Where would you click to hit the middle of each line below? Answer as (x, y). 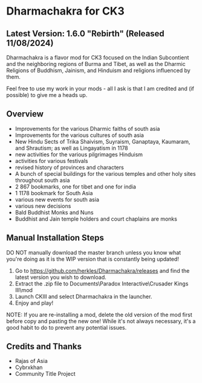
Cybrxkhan (29, 367)
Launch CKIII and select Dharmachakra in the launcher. (83, 296)
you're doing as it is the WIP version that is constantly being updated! (93, 259)
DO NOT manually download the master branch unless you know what (94, 252)
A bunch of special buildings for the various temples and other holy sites (105, 173)
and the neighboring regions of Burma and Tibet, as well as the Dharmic (96, 64)
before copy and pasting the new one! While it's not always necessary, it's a (101, 321)
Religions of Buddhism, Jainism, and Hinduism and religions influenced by (98, 70)
